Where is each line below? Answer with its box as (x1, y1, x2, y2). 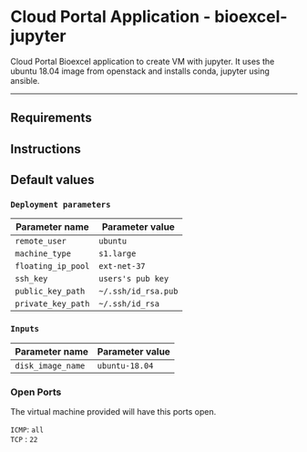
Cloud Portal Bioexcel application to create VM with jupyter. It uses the (10, 56, 275, 67)
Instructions (10, 141, 81, 157)
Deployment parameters (10, 200, 111, 211)
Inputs (10, 324, 40, 334)
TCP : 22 (10, 434, 38, 444)
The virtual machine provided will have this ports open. (10, 406, 217, 416)
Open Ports (10, 385, 62, 398)
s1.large (97, 249, 137, 259)
